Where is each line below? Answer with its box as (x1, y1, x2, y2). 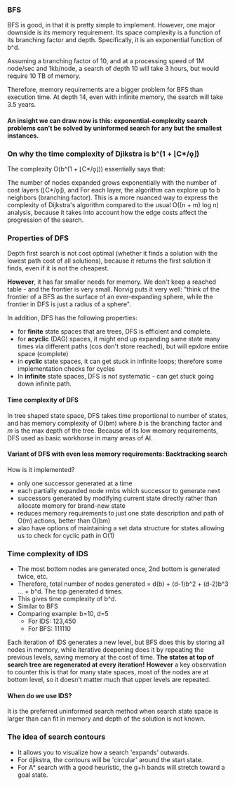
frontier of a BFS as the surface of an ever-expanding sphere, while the (7, 293, 213, 301)
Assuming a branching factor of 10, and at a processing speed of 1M (7, 57, 205, 65)
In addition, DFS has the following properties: (7, 314, 138, 322)
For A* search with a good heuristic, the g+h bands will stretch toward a (17, 763, 226, 771)
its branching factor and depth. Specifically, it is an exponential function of (7, 36, 222, 44)
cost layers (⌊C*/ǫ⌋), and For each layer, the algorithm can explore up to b (7, 186, 221, 195)
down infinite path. (17, 379, 72, 388)
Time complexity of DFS (7, 395, 79, 405)
